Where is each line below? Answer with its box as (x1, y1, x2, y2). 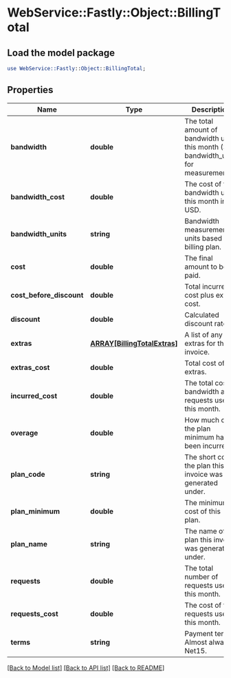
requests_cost (10, 608, 58, 618)
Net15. (184, 646, 208, 655)
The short (184, 452, 217, 462)
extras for (184, 338, 216, 348)
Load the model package (7, 47, 115, 59)
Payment (184, 628, 213, 638)
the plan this (184, 460, 225, 470)
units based (184, 233, 222, 243)
